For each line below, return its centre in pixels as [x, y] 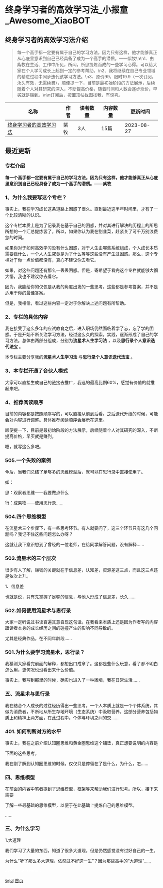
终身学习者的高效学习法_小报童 [67, 10]
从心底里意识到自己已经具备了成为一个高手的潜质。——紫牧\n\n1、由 [85, 58]
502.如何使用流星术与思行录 [38, 610]
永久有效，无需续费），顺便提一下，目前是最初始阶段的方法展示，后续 [86, 83]
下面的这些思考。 [22, 753]
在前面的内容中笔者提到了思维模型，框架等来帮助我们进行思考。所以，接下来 [81, 789]
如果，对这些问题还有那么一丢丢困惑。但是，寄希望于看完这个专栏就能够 [77, 270]
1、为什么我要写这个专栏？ [36, 197]
